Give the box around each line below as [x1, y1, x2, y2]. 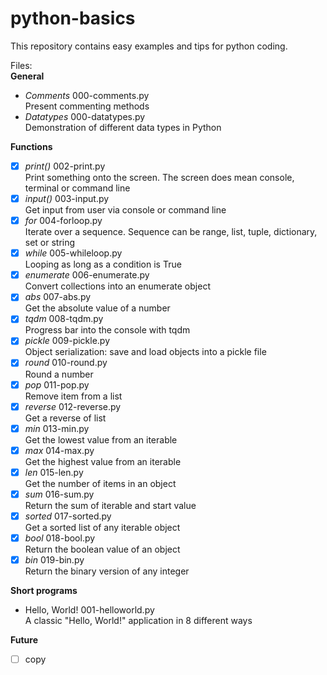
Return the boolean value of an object [24, 543, 181, 555]
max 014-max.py [24, 444, 95, 456]
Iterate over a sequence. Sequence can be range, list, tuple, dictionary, [24, 226, 318, 238]
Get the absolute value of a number [24, 302, 171, 314]
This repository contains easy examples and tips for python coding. [10, 40, 288, 52]
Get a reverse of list [24, 412, 107, 424]
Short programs [10, 585, 78, 597]
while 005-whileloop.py [24, 247, 123, 259]
